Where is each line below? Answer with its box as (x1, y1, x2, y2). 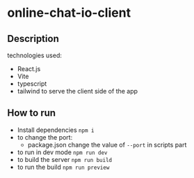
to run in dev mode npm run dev (17, 148, 108, 156)
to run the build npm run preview (17, 163, 110, 171)
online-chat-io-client (7, 5, 131, 21)
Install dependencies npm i (17, 126, 95, 134)
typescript (17, 80, 47, 88)
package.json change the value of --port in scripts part (27, 140, 187, 149)
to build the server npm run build (17, 155, 113, 163)
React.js (17, 65, 41, 73)
